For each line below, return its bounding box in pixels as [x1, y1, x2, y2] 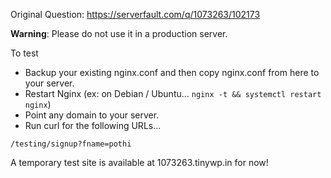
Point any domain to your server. [24, 109, 160, 121]
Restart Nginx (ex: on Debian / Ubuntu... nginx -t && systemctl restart [24, 88, 322, 99]
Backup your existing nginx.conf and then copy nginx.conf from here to [24, 67, 320, 78]
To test [10, 47, 39, 59]
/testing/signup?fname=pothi [10, 139, 132, 149]
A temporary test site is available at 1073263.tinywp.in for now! [10, 157, 269, 168]
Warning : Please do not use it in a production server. [10, 28, 228, 39]
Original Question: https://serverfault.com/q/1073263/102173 [10, 9, 261, 20]
